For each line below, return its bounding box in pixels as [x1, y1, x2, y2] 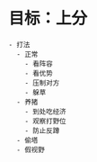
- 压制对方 [24, 78, 60, 87]
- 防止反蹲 [24, 126, 60, 135]
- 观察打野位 [24, 116, 66, 126]
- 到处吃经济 [24, 107, 66, 116]
